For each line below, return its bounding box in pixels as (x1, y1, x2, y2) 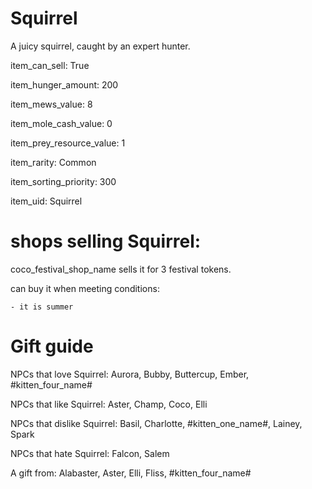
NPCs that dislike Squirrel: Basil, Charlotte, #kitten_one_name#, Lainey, (10, 417, 303, 429)
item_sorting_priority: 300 (10, 175, 117, 187)
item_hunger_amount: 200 (10, 78, 119, 91)
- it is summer (10, 302, 74, 312)
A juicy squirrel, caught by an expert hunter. (10, 40, 191, 52)
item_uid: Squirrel (10, 195, 83, 207)
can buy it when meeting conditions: (10, 282, 160, 294)
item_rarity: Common (10, 156, 97, 168)
